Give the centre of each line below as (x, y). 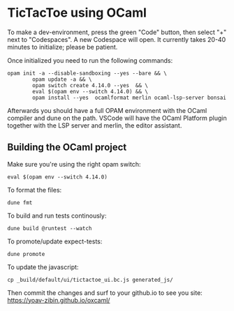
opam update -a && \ (62, 79)
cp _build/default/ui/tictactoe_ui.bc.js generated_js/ (90, 280)
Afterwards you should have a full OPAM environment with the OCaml (107, 110)
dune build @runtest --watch (50, 228)
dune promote (26, 254)
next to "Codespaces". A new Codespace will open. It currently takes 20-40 (117, 39)
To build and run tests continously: (57, 215)
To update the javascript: (43, 267)
